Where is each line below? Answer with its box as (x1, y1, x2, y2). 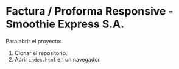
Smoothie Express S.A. (5, 17, 125, 31)
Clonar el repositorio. (14, 49, 68, 56)
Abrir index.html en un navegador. (14, 56, 101, 63)
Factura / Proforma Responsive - (5, 4, 174, 18)
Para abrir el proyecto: (5, 37, 62, 45)
